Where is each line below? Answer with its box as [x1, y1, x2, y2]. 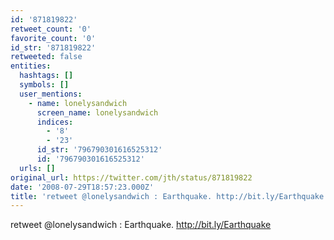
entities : [10, 61, 52, 71]
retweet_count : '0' [10, 24, 92, 34]
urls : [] [19, 163, 56, 173]
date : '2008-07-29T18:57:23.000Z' [10, 182, 155, 192]
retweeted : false [10, 52, 83, 62]
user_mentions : [19, 89, 83, 99]
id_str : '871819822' [10, 42, 97, 53]
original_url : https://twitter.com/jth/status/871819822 [10, 172, 253, 183]
